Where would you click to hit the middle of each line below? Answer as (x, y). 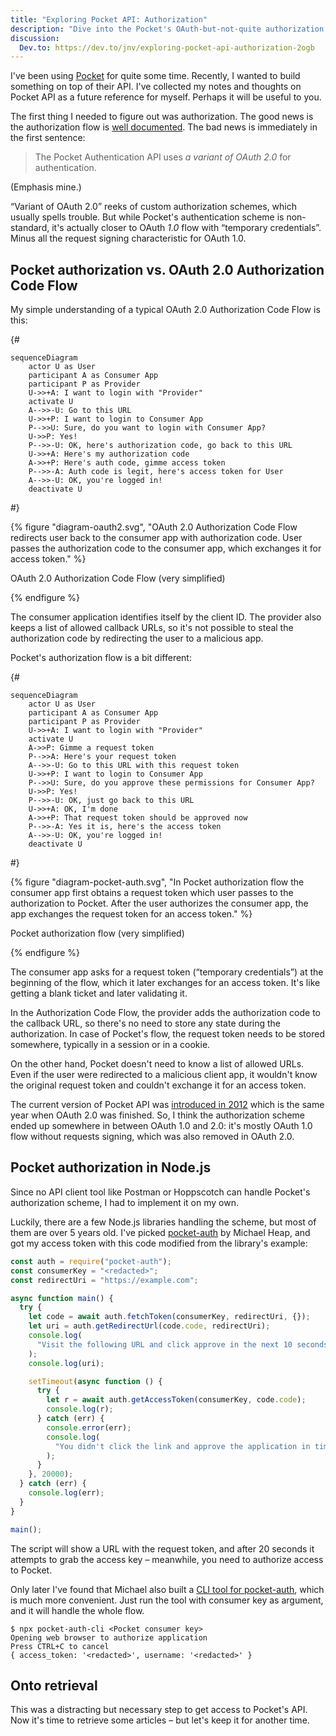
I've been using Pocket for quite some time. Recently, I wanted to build (155, 76)
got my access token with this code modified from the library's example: (159, 1243)
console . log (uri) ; (66, 1363)
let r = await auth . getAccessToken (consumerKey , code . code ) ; (176, 1400)
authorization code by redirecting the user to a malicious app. (137, 638)
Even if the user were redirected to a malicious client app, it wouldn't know (164, 1075)
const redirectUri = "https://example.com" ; (104, 1280)
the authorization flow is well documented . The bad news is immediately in (164, 127)
